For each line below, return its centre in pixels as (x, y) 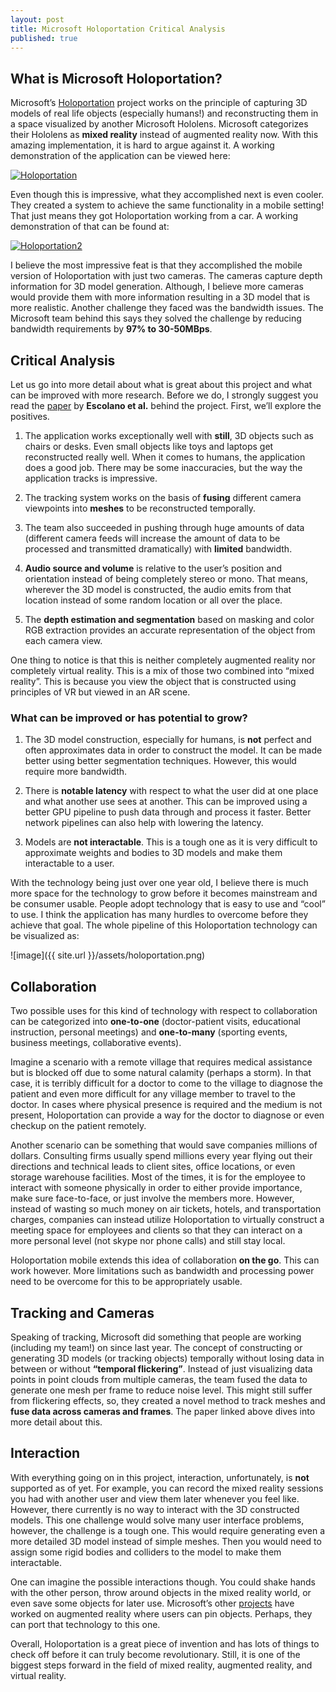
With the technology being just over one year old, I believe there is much (159, 883)
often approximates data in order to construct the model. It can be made (173, 750)
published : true (44, 38)
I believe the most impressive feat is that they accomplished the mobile (156, 265)
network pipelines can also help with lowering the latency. (144, 823)
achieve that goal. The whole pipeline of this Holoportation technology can (164, 925)
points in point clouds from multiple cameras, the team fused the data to (159, 1379)
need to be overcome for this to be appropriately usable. (126, 1282)
